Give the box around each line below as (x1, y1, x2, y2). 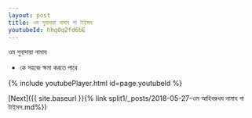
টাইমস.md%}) (8, 102, 47, 112)
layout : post (8, 11, 51, 20)
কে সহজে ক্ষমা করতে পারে (19, 63, 78, 73)
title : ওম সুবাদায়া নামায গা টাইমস (8, 19, 93, 27)
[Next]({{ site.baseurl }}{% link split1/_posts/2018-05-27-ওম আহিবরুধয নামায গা (8, 94, 245, 103)
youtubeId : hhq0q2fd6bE (8, 26, 86, 34)
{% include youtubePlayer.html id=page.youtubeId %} (8, 79, 183, 88)
